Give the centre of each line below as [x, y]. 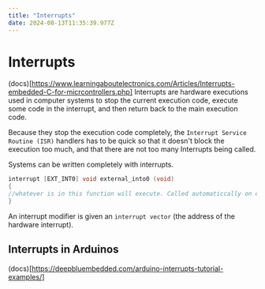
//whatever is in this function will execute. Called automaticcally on [130, 194]
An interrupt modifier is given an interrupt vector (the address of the [121, 216]
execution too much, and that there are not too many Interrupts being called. [132, 149]
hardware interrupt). [41, 224]
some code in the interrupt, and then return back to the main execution [123, 109]
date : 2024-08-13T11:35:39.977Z [61, 23]
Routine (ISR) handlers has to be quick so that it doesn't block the [116, 141]
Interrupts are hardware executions [191, 92]
